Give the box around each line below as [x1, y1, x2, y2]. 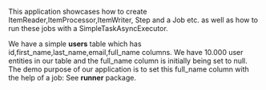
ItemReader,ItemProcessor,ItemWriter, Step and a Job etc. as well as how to [8, 15, 259, 25]
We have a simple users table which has [8, 39, 142, 49]
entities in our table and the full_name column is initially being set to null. [8, 56, 248, 65]
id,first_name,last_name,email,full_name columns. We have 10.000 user [8, 48, 244, 57]
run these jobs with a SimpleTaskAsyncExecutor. [8, 24, 168, 33]
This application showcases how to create [8, 7, 147, 16]
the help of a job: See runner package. [8, 73, 136, 82]
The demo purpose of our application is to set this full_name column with [8, 65, 250, 74]
